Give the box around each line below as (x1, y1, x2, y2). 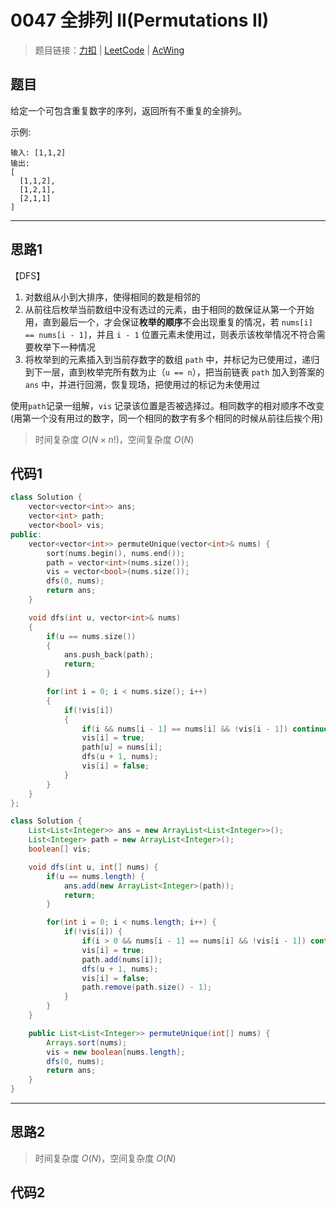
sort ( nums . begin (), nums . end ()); (46, 548, 186, 558)
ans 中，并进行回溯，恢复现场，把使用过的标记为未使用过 (24, 378, 261, 390)
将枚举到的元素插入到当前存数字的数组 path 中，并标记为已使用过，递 (24, 353, 312, 365)
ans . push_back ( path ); (63, 650, 155, 660)
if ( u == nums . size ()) (46, 631, 137, 641)
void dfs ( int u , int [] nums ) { (28, 862, 159, 872)
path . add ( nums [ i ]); (81, 954, 163, 965)
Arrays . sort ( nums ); (46, 1037, 128, 1048)
